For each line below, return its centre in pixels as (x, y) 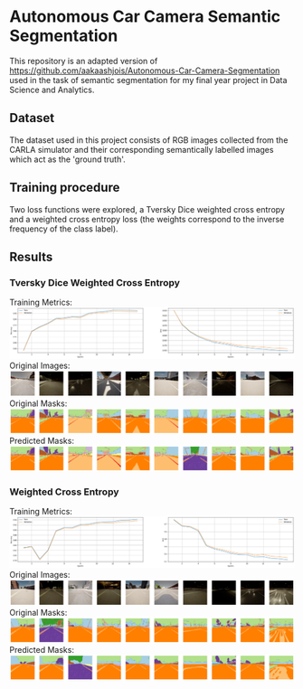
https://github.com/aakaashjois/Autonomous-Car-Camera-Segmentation (145, 71)
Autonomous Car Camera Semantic (145, 17)
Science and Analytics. (52, 90)
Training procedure (65, 188)
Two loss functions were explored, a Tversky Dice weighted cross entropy (147, 209)
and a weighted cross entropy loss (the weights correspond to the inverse (147, 219)
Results (31, 256)
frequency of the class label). (64, 229)
